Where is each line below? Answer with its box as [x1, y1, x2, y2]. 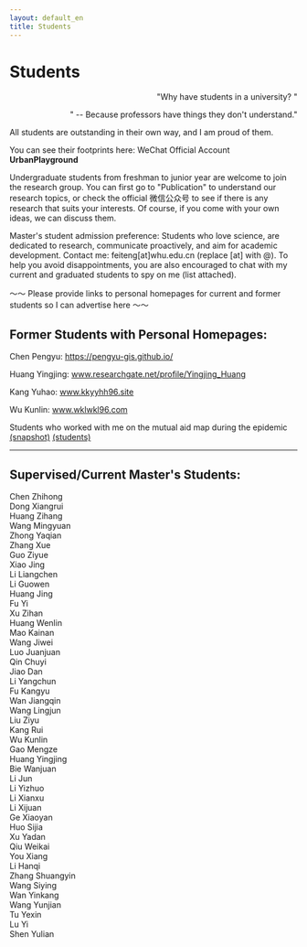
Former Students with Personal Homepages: [9, 327, 268, 342]
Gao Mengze [9, 744, 58, 755]
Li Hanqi [9, 861, 41, 872]
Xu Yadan [9, 832, 46, 843]
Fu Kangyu [9, 685, 50, 696]
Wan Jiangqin [9, 695, 61, 706]
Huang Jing [9, 588, 53, 599]
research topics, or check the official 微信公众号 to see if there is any [9, 193, 269, 204]
